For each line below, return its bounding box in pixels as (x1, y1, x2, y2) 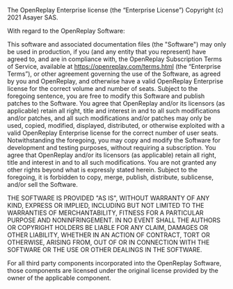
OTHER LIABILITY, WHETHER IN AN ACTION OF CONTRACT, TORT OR (7, 231, 210, 239)
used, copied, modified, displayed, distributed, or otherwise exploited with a (7, 122, 225, 129)
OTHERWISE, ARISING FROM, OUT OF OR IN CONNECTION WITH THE (7, 238, 210, 246)
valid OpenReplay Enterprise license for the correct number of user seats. (7, 129, 219, 137)
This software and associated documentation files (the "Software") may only (7, 40, 227, 48)
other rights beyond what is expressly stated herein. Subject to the (7, 166, 198, 174)
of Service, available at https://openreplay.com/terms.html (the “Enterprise (7, 63, 221, 70)
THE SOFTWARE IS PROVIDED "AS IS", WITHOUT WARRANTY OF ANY (7, 194, 210, 202)
